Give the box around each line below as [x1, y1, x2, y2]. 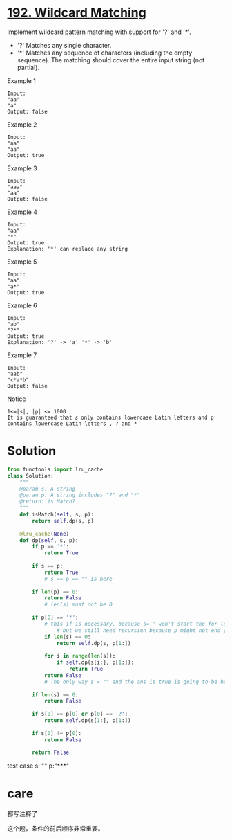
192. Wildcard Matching [7, 5, 146, 21]
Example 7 [7, 351, 37, 359]
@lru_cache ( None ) [19, 530, 70, 537]
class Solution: [7, 472, 54, 479]
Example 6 [7, 301, 37, 309]
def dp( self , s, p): [19, 536, 79, 544]
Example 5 [7, 258, 37, 266]
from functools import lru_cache [7, 466, 104, 473]
